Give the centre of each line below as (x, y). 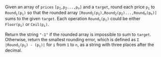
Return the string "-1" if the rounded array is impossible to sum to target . (78, 34)
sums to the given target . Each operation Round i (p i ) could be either (73, 19)
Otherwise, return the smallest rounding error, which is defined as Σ (72, 39)
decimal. (14, 50)
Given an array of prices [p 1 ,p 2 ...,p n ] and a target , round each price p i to (80, 7)
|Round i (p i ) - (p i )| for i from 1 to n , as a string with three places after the (80, 45)
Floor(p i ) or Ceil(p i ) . (27, 25)
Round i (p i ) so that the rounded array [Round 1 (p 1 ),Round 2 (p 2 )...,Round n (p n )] (81, 13)
